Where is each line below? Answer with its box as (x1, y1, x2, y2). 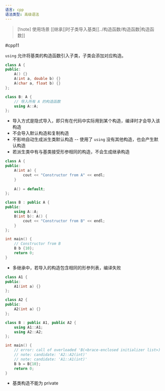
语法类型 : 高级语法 (5, 12, 40, 17)
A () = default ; (14, 187, 46, 192)
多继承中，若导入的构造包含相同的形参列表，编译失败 (12, 264, 121, 270)
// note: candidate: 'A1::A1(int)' (14, 357, 88, 362)
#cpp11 (5, 42, 19, 48)
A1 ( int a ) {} (14, 284, 41, 289)
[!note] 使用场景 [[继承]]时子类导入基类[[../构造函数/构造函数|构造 (17, 26, 150, 32)
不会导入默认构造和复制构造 (12, 130, 69, 136)
